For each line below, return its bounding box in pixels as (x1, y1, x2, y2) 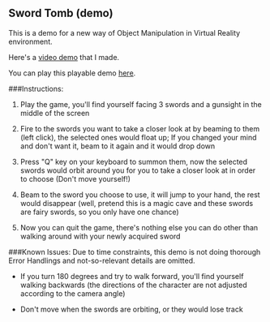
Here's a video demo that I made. (8, 52, 120, 62)
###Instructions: (8, 84, 64, 93)
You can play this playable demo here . (8, 68, 136, 78)
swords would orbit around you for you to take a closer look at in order (19, 165, 256, 175)
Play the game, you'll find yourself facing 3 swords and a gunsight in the (19, 99, 262, 109)
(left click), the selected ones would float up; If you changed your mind (19, 132, 257, 142)
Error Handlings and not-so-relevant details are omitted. (8, 255, 196, 265)
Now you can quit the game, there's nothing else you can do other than (19, 222, 259, 232)
